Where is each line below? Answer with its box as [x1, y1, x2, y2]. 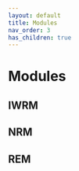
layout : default [8, 11, 61, 20]
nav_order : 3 [8, 26, 51, 34]
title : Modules [8, 19, 58, 27]
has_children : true [8, 33, 72, 42]
